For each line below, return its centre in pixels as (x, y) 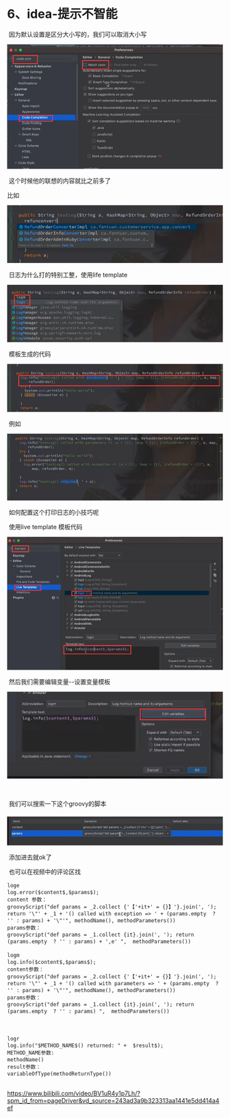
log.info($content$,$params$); (52, 962)
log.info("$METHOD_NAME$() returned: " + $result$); (86, 1045)
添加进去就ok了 (30, 857)
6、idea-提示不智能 (62, 14)
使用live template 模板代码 (46, 527)
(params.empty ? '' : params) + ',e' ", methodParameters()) (99, 941)
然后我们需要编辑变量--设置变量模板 (60, 681)
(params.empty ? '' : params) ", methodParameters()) (88, 1011)
